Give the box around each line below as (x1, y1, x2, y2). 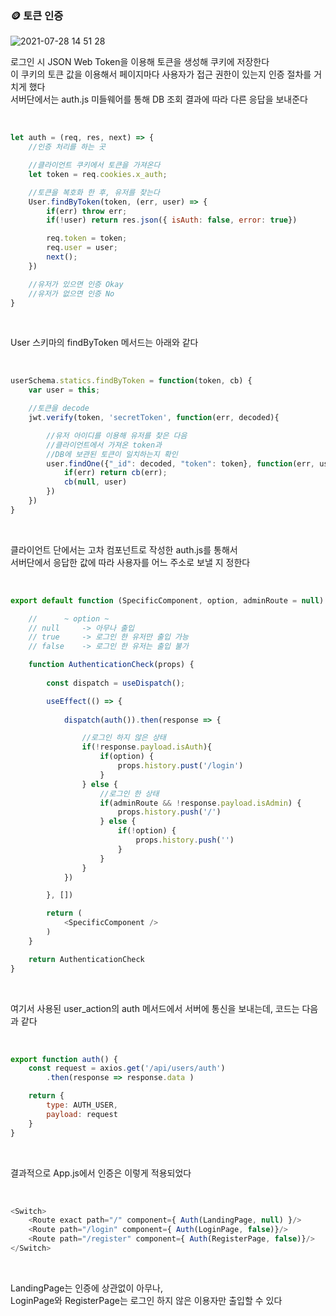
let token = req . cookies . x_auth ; (28, 169, 168, 179)
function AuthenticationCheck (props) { (28, 660, 195, 670)
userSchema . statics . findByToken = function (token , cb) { (10, 376, 253, 386)
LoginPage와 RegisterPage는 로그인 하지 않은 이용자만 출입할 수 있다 (10, 1294, 283, 1306)
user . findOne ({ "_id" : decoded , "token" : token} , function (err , (46, 458, 315, 469)
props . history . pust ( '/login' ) (117, 761, 244, 771)
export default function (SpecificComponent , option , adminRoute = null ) (10, 595, 325, 606)
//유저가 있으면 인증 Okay (28, 279, 124, 289)
